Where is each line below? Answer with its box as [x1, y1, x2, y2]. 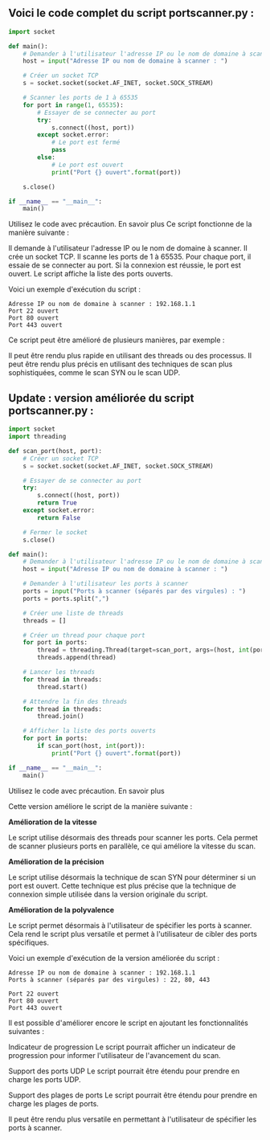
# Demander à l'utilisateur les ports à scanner [22, 580, 189, 588]
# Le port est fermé [51, 138, 121, 147]
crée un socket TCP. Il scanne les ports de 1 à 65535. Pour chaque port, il [8, 252, 252, 262]
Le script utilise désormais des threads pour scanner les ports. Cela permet [8, 832, 259, 842]
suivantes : [8, 1026, 44, 1036]
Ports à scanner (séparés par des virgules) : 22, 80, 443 [8, 975, 211, 983]
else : [37, 153, 56, 161]
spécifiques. [8, 938, 50, 947]
